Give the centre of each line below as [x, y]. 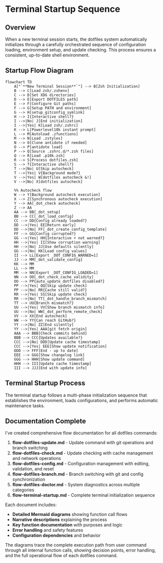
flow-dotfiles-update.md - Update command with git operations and [83, 443]
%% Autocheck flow [33, 190]
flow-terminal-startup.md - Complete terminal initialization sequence [83, 495]
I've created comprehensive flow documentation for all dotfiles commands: [81, 433]
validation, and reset [33, 469]
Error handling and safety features [48, 530]
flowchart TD [19, 82]
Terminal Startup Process [45, 383]
